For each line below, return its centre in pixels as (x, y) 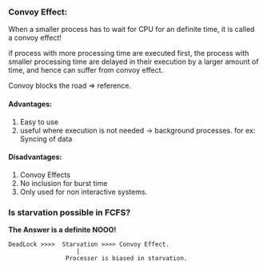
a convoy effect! (35, 38)
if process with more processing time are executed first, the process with (129, 53)
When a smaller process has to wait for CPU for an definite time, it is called (132, 30)
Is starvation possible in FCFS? (70, 212)
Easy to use (39, 121)
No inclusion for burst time (64, 183)
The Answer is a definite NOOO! (62, 229)
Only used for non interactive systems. (84, 192)
